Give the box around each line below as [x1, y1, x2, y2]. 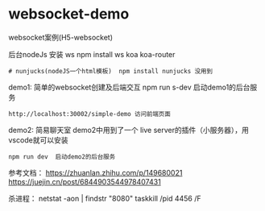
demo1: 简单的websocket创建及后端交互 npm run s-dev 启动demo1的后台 [8, 82, 251, 92]
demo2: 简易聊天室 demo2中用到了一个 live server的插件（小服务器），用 [8, 125, 250, 134]
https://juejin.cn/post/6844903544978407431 [8, 176, 161, 186]
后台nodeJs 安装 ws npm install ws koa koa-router [8, 49, 176, 59]
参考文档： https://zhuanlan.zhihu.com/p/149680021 [8, 168, 183, 177]
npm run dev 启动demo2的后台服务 [8, 152, 116, 161]
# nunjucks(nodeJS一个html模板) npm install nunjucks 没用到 [8, 67, 213, 75]
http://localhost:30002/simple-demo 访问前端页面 [8, 110, 171, 118]
